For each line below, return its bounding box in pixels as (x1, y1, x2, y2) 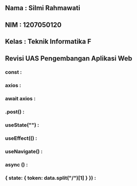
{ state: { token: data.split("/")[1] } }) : (5, 174, 96, 181)
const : (5, 69, 22, 76)
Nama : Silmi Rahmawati (5, 4, 81, 12)
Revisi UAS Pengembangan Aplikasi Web (5, 54, 133, 62)
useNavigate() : (5, 148, 43, 155)
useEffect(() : (5, 135, 38, 142)
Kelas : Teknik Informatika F (5, 37, 91, 46)
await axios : (5, 95, 36, 102)
